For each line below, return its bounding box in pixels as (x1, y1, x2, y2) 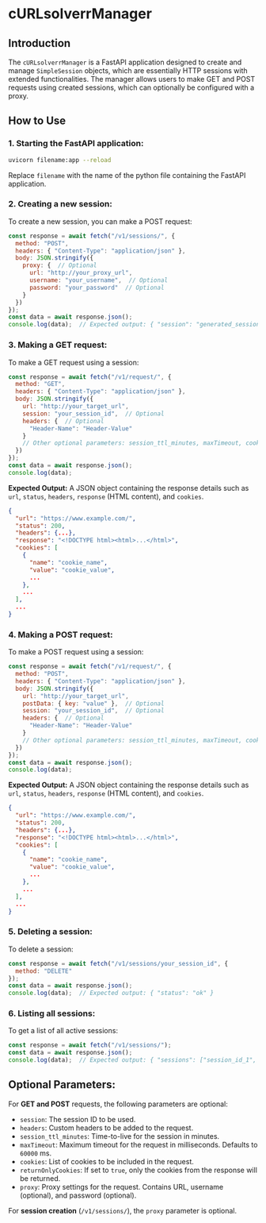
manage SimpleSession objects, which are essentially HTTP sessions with (8, 66, 248, 75)
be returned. (19, 1173, 61, 1183)
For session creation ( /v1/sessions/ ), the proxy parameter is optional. (8, 1206, 237, 1215)
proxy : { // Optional (22, 261, 97, 270)
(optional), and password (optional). (19, 1190, 137, 1200)
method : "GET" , (15, 380, 66, 388)
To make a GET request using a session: (8, 357, 139, 367)
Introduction (8, 37, 71, 50)
